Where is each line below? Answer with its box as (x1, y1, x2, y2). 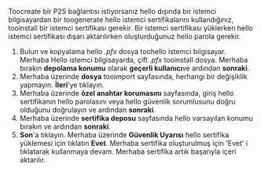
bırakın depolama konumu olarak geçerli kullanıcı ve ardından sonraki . (19, 64, 250, 73)
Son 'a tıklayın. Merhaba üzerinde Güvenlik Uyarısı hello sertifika (19, 130, 230, 140)
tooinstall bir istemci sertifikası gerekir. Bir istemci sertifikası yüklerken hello (8, 24, 253, 32)
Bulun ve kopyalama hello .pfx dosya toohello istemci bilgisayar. (19, 47, 226, 56)
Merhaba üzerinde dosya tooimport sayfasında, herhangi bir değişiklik (19, 72, 248, 81)
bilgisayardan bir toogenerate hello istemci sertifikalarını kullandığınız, (8, 15, 234, 24)
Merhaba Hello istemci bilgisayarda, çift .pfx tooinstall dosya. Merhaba (19, 55, 248, 64)
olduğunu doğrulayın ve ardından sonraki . (19, 105, 156, 115)
